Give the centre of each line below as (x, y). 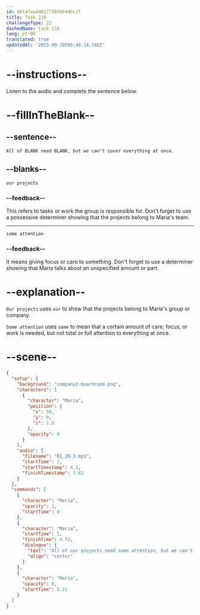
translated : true (28, 39)
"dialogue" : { (40, 545)
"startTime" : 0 (41, 512)
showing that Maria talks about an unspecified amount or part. (82, 268)
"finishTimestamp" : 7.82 (53, 473)
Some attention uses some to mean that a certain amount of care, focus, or (97, 327)
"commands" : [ (29, 490)
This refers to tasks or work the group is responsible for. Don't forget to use (99, 211)
